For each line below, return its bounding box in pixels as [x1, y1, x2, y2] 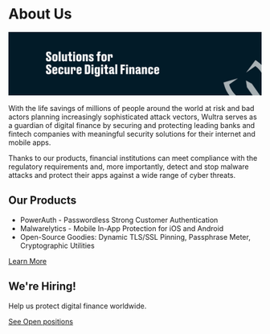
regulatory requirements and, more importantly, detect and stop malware [8, 162, 249, 171]
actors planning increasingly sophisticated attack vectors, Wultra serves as [8, 112, 257, 122]
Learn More [8, 256, 47, 266]
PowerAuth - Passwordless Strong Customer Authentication [19, 215, 219, 225]
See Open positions [8, 316, 74, 326]
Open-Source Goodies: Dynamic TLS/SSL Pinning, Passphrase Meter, [19, 232, 251, 241]
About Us [8, 5, 72, 23]
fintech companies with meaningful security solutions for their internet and [8, 129, 256, 138]
